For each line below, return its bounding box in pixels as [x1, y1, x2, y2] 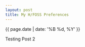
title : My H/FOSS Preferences [5, 12, 69, 17]
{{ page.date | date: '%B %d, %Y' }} [5, 26, 80, 32]
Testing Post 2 [5, 36, 35, 42]
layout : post [5, 7, 33, 13]
